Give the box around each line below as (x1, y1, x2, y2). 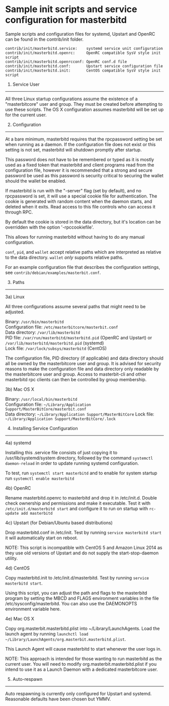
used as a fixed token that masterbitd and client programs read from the (5, 162, 154, 168)
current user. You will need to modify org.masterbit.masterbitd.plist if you (5, 661, 157, 667)
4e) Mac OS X (5, 615, 34, 621)
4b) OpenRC (5, 485, 31, 491)
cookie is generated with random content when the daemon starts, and (5, 198, 152, 204)
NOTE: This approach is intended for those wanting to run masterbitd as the (5, 656, 162, 662)
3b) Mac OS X (5, 386, 34, 392)
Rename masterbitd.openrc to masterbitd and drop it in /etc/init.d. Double (5, 495, 157, 501)
